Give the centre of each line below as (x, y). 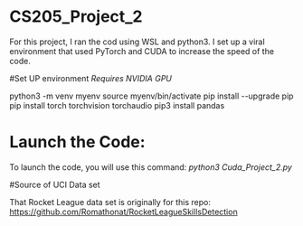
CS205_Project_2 (76, 17)
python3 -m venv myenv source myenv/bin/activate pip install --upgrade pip (151, 96)
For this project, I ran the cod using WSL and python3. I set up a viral (137, 42)
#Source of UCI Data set (55, 184)
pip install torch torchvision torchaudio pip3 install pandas (117, 105)
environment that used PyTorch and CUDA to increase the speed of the (142, 51)
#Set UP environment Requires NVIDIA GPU (90, 78)
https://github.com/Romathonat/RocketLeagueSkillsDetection (123, 212)
